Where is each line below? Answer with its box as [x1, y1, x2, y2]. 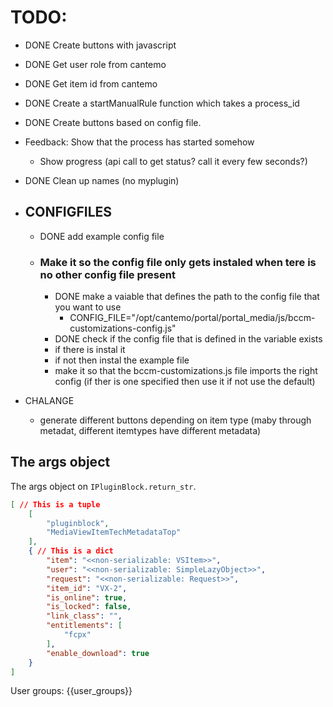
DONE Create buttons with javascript [24, 39, 177, 51]
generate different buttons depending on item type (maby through [39, 414, 312, 426]
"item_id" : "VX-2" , [46, 583, 128, 593]
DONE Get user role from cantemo [24, 58, 167, 70]
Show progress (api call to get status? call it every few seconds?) [39, 155, 308, 167]
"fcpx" [63, 630, 92, 640]
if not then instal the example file [54, 354, 190, 366]
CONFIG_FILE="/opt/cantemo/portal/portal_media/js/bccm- [69, 312, 316, 324]
